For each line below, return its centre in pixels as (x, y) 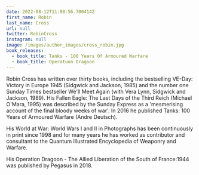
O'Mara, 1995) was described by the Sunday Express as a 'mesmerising (95, 104)
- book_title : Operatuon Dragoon (53, 62)
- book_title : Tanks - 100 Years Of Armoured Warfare (80, 56)
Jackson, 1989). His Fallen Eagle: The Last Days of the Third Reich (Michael (99, 98)
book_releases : (25, 51)
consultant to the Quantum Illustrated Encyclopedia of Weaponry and (91, 141)
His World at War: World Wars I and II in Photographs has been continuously (99, 128)
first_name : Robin (29, 17)
